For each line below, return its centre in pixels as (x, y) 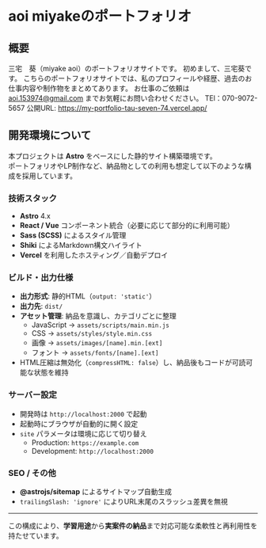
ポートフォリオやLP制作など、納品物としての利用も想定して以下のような (127, 166)
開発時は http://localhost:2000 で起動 (84, 413)
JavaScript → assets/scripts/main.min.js (101, 325)
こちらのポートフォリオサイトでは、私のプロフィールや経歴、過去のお (138, 78)
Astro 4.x (35, 216)
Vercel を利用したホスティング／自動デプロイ (94, 255)
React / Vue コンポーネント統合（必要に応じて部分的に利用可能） (127, 226)
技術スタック (33, 198)
